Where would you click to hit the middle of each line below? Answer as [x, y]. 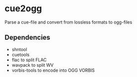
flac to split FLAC [29, 60]
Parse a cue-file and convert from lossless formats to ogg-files [68, 22]
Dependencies [27, 38]
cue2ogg [23, 9]
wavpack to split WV [33, 65]
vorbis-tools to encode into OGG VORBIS [53, 70]
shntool [19, 49]
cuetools [21, 54]
